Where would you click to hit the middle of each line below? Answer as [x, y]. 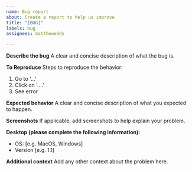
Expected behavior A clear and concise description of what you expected [96, 103]
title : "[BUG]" [25, 23]
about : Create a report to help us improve [61, 17]
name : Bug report [27, 12]
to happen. [19, 109]
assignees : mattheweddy [35, 34]
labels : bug [21, 28]
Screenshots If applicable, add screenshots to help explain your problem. [96, 121]
